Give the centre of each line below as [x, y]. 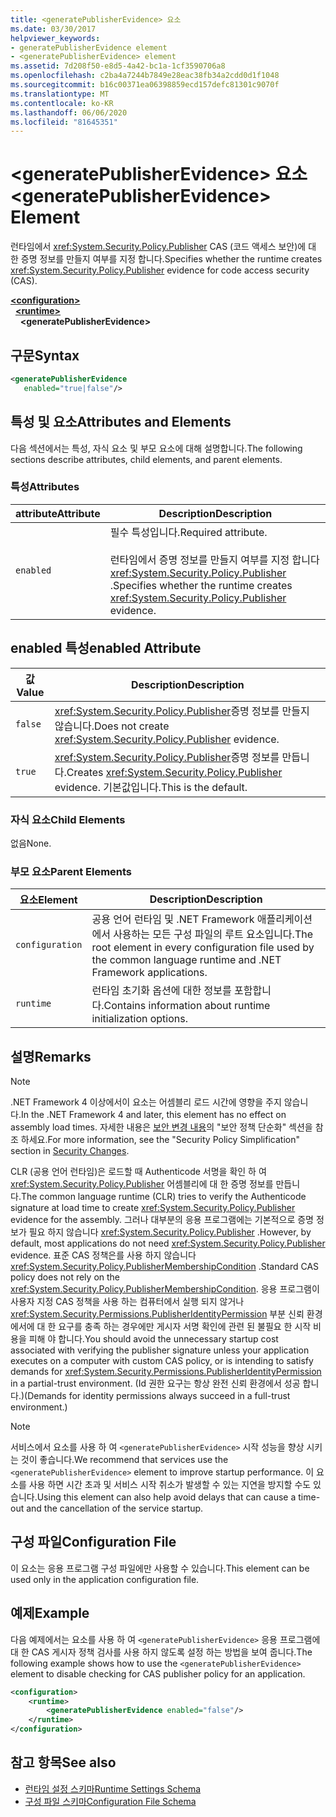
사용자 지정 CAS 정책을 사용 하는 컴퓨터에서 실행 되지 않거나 [127, 1302]
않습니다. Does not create [112, 726]
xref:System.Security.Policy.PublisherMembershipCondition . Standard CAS [165, 1267]
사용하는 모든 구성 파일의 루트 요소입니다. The [213, 934]
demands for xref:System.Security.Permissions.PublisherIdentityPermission [166, 1372]
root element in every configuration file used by [203, 948]
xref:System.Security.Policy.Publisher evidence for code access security [160, 270]
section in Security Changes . [70, 1151]
